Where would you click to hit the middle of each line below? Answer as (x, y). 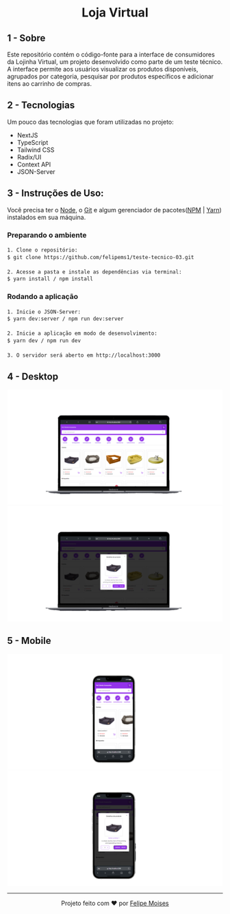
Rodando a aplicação (43, 297)
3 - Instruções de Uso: (55, 193)
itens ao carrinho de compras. (50, 83)
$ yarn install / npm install (50, 279)
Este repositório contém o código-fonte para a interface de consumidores (111, 54)
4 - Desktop (33, 377)
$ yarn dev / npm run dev (44, 341)
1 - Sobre (26, 38)
